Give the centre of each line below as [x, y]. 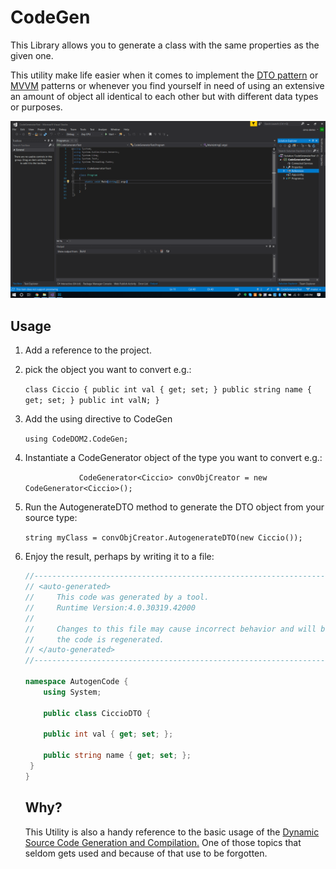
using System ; [72, 692]
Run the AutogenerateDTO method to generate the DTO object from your [174, 507]
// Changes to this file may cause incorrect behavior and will [170, 629]
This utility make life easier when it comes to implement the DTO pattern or [164, 75]
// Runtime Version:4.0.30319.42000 [110, 607]
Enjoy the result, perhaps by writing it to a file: [119, 557]
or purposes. [36, 107]
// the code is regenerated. [94, 639]
